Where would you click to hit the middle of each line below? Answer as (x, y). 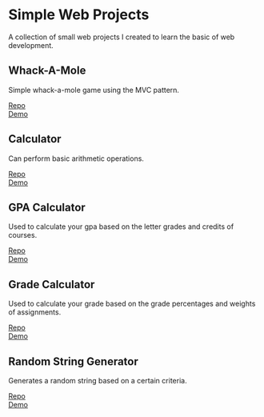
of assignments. (35, 312)
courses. (23, 235)
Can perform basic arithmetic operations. (76, 158)
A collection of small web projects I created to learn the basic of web (122, 37)
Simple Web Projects (79, 15)
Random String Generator (73, 361)
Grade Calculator (52, 285)
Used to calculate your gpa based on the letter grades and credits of (121, 227)
